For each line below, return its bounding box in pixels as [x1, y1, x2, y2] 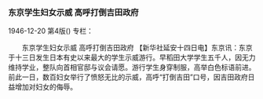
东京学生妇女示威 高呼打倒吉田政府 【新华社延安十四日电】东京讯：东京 [21, 43, 253, 53]
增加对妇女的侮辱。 [14, 82, 77, 92]
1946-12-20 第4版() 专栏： [8, 26, 94, 36]
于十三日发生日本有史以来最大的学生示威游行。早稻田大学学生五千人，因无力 [8, 53, 256, 62]
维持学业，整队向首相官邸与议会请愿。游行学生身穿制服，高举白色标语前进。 [8, 63, 256, 72]
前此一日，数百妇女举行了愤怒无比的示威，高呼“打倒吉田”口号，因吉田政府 [8, 72, 249, 82]
